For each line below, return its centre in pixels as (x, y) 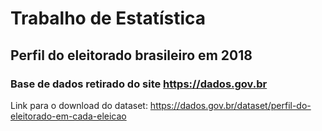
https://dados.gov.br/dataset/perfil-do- (230, 105)
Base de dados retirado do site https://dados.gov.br (139, 84)
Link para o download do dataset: (79, 105)
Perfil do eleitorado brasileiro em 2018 (131, 55)
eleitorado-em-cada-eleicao (68, 116)
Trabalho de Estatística (108, 18)
